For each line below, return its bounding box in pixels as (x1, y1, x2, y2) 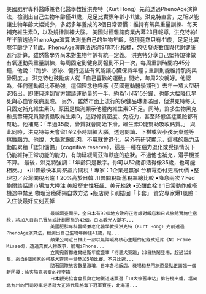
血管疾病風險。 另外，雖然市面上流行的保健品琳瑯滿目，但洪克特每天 (22, 98, 196, 104)
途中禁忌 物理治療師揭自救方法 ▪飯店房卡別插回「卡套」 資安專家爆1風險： (11, 190, 199, 196)
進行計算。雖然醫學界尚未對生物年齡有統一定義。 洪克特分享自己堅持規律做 (6, 52, 196, 58)
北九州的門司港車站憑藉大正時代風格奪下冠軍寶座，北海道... (6, 282, 138, 288)
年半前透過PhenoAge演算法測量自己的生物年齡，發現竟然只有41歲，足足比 (6, 36, 194, 43)
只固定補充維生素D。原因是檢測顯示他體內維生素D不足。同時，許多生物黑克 (6, 105, 197, 112)
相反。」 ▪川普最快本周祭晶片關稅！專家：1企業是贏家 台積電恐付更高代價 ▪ (6, 166, 194, 174)
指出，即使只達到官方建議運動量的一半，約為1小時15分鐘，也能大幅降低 (11, 90, 191, 97)
